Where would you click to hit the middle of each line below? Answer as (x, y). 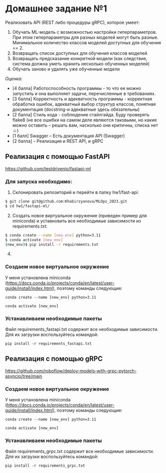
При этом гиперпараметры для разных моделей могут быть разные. (85, 37)
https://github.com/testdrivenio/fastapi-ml (48, 168)
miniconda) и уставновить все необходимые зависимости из (77, 221)
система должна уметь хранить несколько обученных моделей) (81, 64)
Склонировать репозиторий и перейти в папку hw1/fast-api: (76, 192)
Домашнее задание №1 (56, 9)
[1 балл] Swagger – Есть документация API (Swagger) (69, 136)
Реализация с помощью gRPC (54, 359)
